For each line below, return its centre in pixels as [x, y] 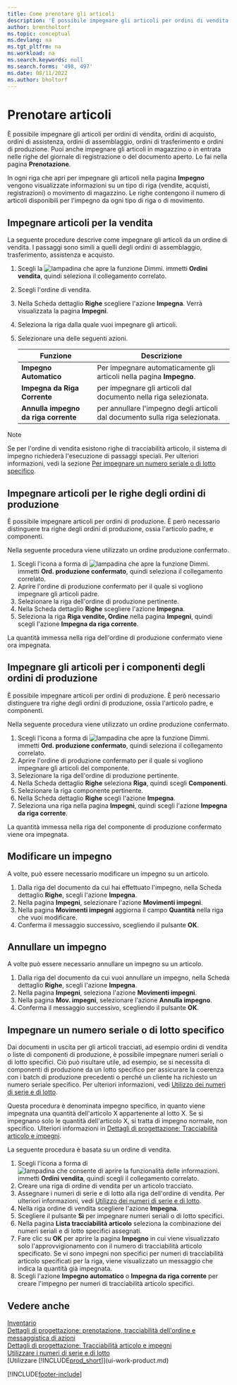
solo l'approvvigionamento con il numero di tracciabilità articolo [110, 1246]
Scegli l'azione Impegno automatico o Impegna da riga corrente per [118, 1276]
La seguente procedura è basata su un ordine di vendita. [89, 1149]
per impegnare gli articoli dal [144, 388]
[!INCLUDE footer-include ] [45, 1374]
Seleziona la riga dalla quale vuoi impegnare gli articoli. [97, 325]
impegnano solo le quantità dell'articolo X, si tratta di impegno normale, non [117, 1121]
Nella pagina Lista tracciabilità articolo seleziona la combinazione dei [119, 1224]
